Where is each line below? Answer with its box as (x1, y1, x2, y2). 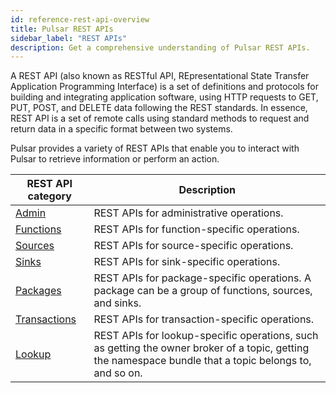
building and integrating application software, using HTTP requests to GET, (10, 91, 319, 103)
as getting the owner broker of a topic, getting (93, 341, 310, 355)
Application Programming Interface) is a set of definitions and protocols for (10, 81, 320, 93)
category (27, 189, 72, 203)
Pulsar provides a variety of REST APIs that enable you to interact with (10, 142, 300, 155)
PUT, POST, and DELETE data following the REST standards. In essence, (10, 102, 308, 114)
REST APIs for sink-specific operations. (93, 255, 281, 269)
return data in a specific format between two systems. (10, 123, 233, 135)
